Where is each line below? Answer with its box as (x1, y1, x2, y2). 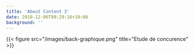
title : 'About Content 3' (6, 8, 70, 15)
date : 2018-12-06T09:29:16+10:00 (6, 14, 88, 20)
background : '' (6, 19, 44, 25)
